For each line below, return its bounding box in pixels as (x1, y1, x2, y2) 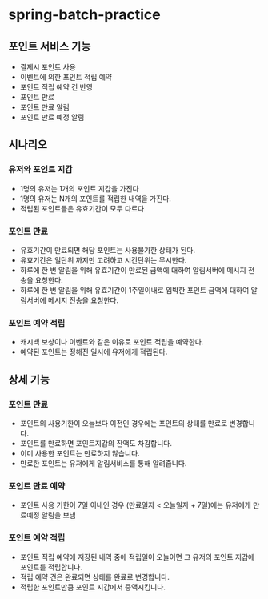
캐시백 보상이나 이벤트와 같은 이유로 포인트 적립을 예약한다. (19, 337, 204, 347)
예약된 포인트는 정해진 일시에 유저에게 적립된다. (19, 347, 168, 357)
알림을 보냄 (41, 510, 76, 520)
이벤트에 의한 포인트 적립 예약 (19, 72, 112, 82)
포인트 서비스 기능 (8, 39, 91, 53)
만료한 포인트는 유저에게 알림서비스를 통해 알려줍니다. (19, 458, 187, 468)
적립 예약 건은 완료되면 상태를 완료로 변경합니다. (19, 572, 170, 581)
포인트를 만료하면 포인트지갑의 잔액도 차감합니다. (19, 438, 172, 448)
